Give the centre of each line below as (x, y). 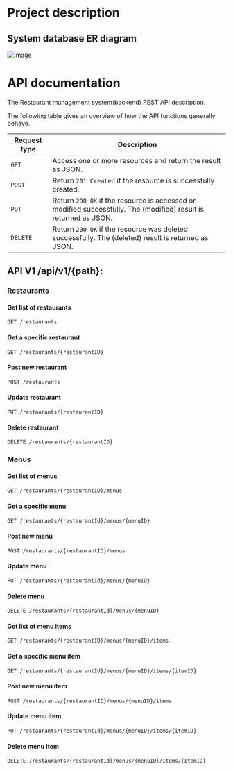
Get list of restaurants (39, 307)
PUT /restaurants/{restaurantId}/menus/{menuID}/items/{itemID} (102, 731)
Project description (63, 13)
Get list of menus (32, 476)
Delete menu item (33, 746)
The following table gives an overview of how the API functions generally (112, 115)
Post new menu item (37, 686)
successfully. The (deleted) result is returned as (130, 237)
